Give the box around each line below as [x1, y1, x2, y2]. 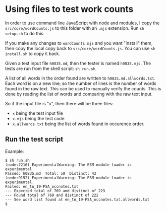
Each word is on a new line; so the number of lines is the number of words [5, 80, 157, 86]
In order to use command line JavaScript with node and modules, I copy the [5, 20, 160, 26]
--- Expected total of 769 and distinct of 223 [5, 188, 106, 193]
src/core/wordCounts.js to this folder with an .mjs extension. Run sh [5, 25, 145, 31]
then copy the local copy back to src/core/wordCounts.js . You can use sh [5, 45, 156, 51]
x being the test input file [12, 110, 63, 116]
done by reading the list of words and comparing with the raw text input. [5, 91, 153, 97]
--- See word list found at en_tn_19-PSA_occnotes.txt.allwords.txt [5, 197, 150, 202]
